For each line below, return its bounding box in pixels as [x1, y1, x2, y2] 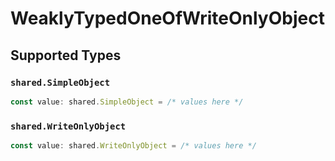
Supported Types [10, 47, 122, 64]
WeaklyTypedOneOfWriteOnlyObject [10, 7, 325, 30]
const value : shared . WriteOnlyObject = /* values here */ [10, 141, 257, 151]
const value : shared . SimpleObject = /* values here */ [10, 97, 244, 107]
